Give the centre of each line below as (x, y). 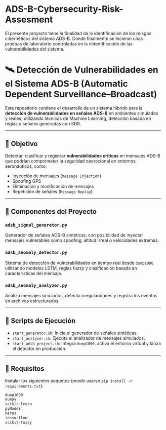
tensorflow (16, 418)
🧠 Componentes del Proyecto (51, 212)
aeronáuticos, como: (26, 166)
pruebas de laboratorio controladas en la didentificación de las (69, 43)
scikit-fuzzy (19, 422)
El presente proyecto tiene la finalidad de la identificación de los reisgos (78, 33)
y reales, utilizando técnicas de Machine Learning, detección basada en (78, 118)
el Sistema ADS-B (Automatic (67, 84)
